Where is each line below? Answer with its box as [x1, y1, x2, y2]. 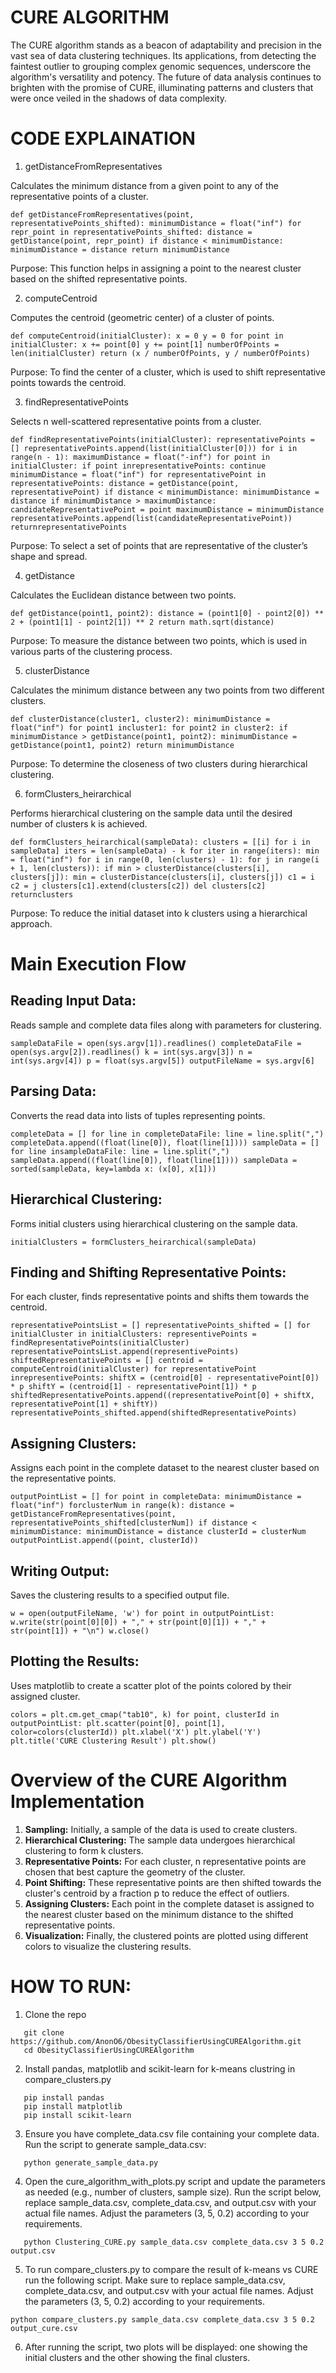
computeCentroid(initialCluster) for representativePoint [10, 1364, 257, 1375]
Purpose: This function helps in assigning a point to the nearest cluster [10, 262, 302, 274]
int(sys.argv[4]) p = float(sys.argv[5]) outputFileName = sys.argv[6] [10, 1056, 315, 1066]
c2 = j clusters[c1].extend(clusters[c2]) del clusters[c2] [10, 881, 267, 891]
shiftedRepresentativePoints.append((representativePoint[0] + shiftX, [10, 1391, 315, 1401]
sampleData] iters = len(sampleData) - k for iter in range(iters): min [10, 846, 320, 856]
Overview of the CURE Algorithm [10, 1769, 288, 1791]
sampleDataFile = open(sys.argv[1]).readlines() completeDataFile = [10, 1038, 302, 1048]
